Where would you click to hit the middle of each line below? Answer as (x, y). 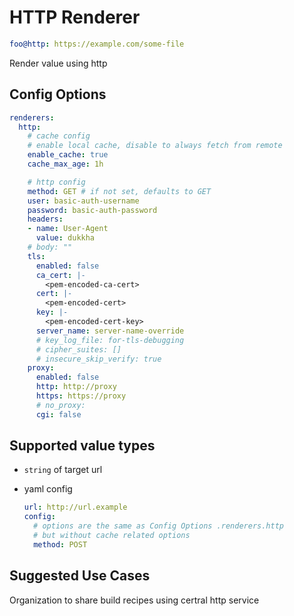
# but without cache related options (112, 536)
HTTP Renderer (75, 17)
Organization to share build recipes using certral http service (134, 600)
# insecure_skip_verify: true (98, 359)
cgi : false (58, 414)
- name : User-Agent (68, 229)
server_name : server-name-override (110, 331)
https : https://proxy (81, 396)
